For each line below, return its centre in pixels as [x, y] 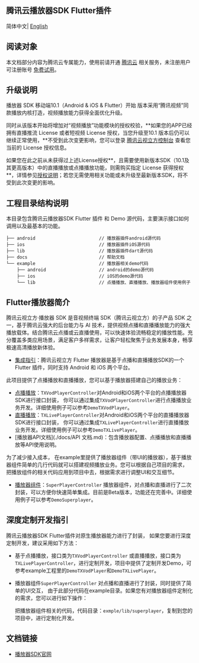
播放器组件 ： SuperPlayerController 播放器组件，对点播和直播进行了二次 [103, 485]
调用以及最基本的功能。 [35, 226]
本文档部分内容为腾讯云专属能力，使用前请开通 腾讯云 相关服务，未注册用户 [98, 62]
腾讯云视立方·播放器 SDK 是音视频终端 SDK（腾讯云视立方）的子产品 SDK [96, 318]
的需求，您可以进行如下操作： [51, 598]
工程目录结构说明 [37, 203]
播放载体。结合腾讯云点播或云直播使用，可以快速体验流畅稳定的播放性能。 [97, 333]
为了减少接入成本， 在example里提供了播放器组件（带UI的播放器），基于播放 [99, 457]
